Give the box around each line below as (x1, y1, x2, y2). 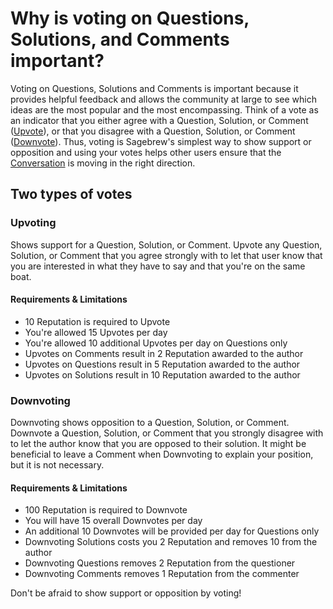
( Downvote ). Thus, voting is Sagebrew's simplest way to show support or (10, 135, 312, 147)
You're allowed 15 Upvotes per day (24, 326, 168, 338)
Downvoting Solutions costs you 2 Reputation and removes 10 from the (24, 536, 318, 548)
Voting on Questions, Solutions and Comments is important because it (10, 82, 299, 94)
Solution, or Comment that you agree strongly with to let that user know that (10, 249, 323, 261)
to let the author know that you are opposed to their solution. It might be (10, 438, 307, 450)
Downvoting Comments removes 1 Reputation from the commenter (24, 568, 300, 580)
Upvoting (10, 216, 57, 230)
